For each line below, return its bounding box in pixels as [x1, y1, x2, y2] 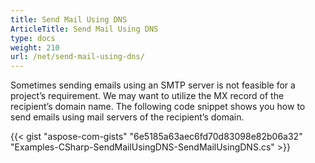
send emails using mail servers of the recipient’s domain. [10, 111, 245, 123]
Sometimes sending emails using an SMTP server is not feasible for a [10, 79, 296, 91]
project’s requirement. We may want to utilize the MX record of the [10, 90, 285, 102]
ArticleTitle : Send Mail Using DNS [10, 24, 159, 34]
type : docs [10, 33, 56, 43]
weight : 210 [10, 42, 60, 53]
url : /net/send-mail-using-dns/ [10, 52, 145, 62]
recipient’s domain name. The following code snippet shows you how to [10, 101, 306, 113]
